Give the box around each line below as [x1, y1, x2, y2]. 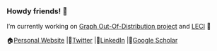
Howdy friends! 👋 [6, 6, 68, 16]
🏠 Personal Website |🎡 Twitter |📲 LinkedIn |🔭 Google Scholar [6, 36, 178, 45]
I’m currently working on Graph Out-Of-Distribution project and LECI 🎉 [6, 22, 211, 31]
